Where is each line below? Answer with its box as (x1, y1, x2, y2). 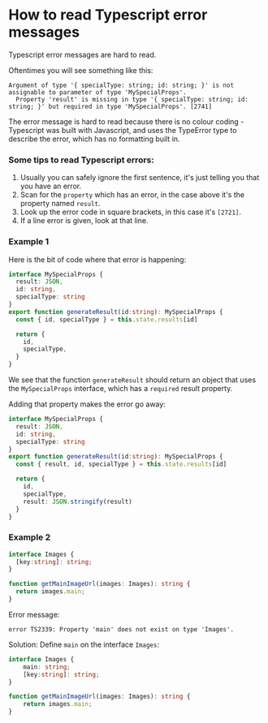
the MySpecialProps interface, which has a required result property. (8, 384, 233, 394)
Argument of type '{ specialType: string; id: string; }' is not (8, 81, 234, 89)
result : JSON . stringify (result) (23, 497, 132, 506)
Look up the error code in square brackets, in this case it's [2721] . (19, 207, 242, 217)
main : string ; (23, 663, 71, 671)
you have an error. (19, 181, 82, 192)
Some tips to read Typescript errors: (8, 154, 154, 166)
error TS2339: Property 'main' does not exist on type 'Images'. (8, 625, 234, 634)
